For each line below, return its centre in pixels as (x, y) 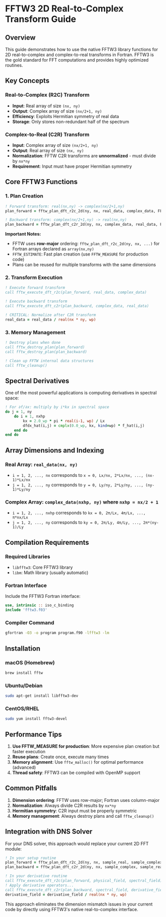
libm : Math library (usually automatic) (50, 573)
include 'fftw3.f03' (26, 610)
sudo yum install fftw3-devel (36, 719)
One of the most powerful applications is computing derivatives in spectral (81, 393)
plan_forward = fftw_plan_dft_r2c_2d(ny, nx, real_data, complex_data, (80, 211)
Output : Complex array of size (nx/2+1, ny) (57, 111)
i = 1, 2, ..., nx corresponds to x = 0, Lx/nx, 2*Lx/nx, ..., (78, 475)
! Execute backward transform (36, 301)
